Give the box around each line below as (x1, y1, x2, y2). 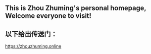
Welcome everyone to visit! (5, 12, 92, 20)
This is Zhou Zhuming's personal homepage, (5, 4, 147, 12)
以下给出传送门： (5, 30, 57, 38)
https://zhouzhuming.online (5, 43, 61, 49)
